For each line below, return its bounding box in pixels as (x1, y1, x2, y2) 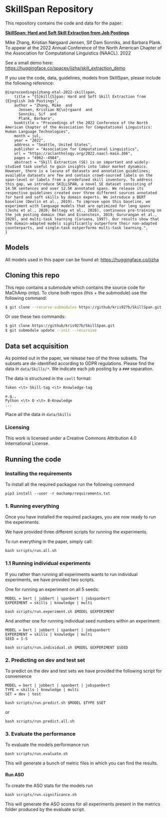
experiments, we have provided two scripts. (5, 576, 95, 582)
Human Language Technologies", (5, 129, 70, 134)
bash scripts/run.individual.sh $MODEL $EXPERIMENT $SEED (5, 645, 128, 650)
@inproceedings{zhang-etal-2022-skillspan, (5, 89, 97, 94)
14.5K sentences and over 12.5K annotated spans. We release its (5, 186, 144, 191)
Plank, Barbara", (18, 116, 55, 121)
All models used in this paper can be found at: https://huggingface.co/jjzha (5, 256, 159, 262)
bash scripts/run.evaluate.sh (5, 751, 68, 756)
